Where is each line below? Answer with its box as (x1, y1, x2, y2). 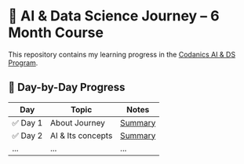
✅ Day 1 (12, 117, 43, 128)
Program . (8, 58, 38, 67)
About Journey (49, 117, 106, 128)
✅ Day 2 (12, 129, 43, 140)
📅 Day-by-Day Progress (8, 81, 126, 94)
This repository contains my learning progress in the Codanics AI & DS (8, 49, 236, 59)
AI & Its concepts (49, 129, 113, 140)
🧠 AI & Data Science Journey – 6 (8, 7, 220, 25)
